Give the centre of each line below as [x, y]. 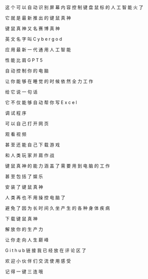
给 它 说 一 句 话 [21, 92]
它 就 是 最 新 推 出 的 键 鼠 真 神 [38, 18]
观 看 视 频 [16, 134]
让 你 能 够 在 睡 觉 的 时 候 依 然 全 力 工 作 [49, 81]
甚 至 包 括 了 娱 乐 [24, 176]
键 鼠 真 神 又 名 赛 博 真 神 [33, 28]
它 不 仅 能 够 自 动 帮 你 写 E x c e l [41, 102]
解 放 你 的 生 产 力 [24, 229]
